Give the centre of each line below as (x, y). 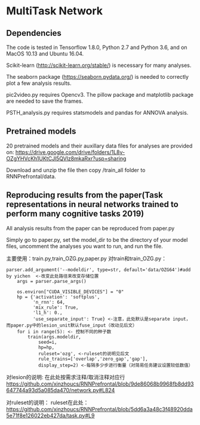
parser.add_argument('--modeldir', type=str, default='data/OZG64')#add (99, 270)
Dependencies (34, 33)
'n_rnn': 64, (49, 302)
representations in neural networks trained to (93, 204)
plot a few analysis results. (39, 83)
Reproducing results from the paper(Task (84, 195)
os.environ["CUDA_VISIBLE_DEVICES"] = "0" (70, 292)
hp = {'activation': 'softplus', (59, 297)
